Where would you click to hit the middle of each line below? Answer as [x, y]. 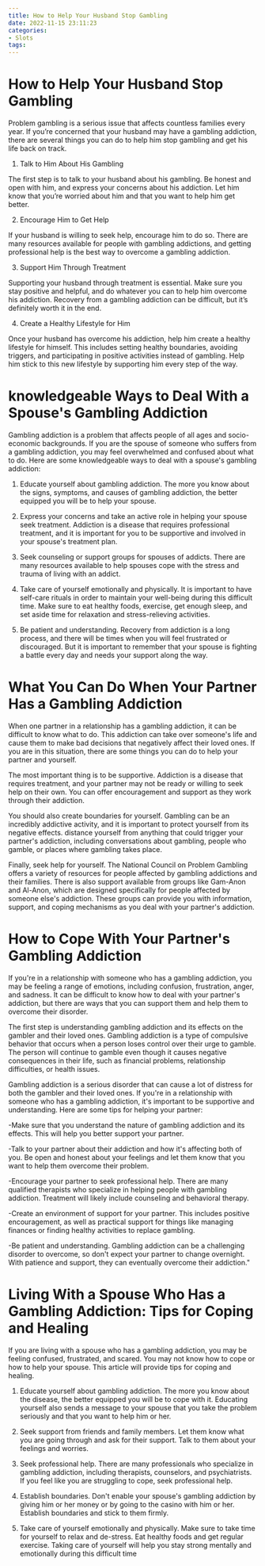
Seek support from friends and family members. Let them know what [132, 1431]
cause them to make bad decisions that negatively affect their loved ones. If [132, 743]
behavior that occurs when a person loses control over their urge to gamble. [132, 1043]
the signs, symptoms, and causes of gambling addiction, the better [129, 492]
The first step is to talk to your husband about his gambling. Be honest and [130, 179]
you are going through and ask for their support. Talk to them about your [138, 1440]
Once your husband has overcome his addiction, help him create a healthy [129, 339]
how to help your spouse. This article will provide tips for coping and [120, 1367]
